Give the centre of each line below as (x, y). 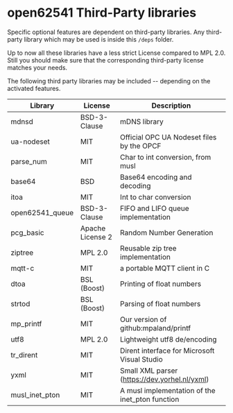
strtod (20, 303)
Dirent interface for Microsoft (167, 351)
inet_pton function (150, 399)
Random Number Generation (167, 233)
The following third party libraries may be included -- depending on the (109, 81)
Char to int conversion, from (166, 157)
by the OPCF (141, 146)
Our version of (144, 319)
